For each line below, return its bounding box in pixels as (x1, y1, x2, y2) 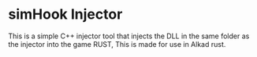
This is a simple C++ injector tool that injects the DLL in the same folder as (8, 31, 250, 41)
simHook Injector (8, 5, 123, 23)
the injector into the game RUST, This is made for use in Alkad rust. (8, 39, 226, 48)
